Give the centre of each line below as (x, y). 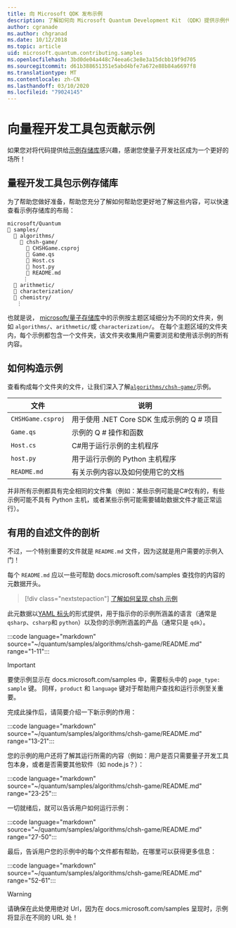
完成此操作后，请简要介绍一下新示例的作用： (72, 712)
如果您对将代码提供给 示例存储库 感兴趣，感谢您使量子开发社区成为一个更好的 (118, 150)
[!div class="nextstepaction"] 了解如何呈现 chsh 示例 (101, 598)
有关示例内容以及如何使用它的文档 (128, 472)
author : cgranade (33, 27)
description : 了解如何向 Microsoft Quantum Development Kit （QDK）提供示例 (116, 20)
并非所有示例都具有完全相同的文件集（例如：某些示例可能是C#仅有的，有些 (116, 490)
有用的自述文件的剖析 (53, 533)
